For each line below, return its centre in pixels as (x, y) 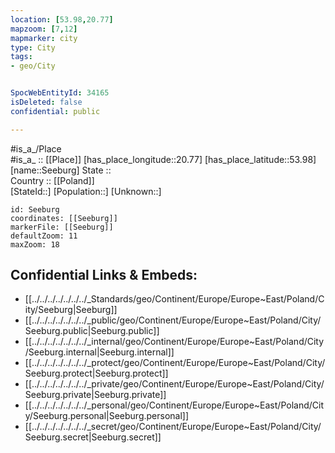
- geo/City (33, 66)
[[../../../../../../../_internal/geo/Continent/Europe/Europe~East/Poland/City (174, 342)
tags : (21, 57)
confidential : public (55, 111)
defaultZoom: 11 (44, 236)
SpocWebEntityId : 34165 (60, 93)
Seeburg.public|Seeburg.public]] (92, 331)
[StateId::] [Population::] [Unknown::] (86, 191)
